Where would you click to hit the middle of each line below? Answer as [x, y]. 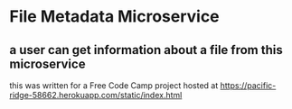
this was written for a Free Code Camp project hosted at [114, 86]
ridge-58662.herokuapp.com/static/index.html [96, 95]
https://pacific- [248, 86]
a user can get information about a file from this [146, 50]
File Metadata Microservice [114, 17]
